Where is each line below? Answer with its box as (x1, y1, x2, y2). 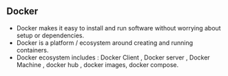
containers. (16, 46, 49, 54)
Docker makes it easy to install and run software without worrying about (16, 23, 221, 32)
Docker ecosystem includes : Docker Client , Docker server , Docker (16, 53, 211, 61)
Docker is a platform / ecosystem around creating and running (16, 38, 194, 47)
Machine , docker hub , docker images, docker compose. (16, 60, 179, 68)
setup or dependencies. (16, 31, 85, 39)
